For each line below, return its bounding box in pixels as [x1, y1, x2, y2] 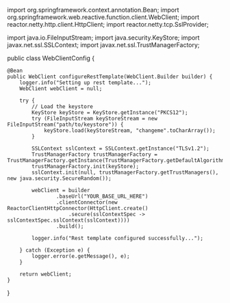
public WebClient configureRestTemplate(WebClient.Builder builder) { [7, 73, 213, 80]
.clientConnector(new [55, 199, 118, 206]
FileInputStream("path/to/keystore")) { [7, 121, 125, 128]
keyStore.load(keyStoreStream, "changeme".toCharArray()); [43, 127, 216, 134]
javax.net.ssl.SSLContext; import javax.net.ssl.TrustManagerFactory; [7, 41, 200, 49]
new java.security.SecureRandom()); [7, 175, 112, 182]
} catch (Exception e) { [19, 247, 90, 254]
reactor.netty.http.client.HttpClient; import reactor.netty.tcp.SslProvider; [7, 21, 209, 28]
